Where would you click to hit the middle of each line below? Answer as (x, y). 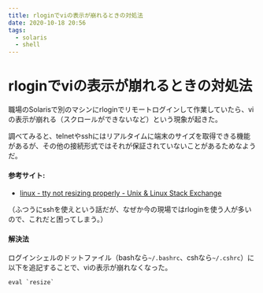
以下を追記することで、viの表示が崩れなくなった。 (90, 268)
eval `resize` (31, 283)
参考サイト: (27, 175)
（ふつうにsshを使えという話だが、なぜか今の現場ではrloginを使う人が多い (130, 210)
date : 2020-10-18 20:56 (47, 23)
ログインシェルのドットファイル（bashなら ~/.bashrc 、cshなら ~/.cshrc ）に (131, 258)
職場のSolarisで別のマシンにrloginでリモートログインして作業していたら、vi (131, 109)
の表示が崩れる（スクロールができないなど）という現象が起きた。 (115, 120)
